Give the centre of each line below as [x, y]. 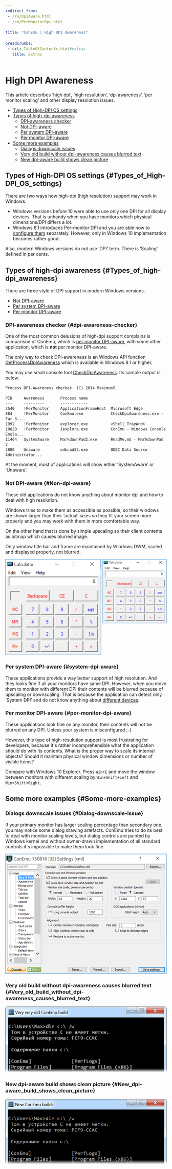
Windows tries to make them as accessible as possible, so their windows [82, 510]
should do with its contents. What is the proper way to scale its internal [80, 751]
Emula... [15, 434]
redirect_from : [21, 11]
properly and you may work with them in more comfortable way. [73, 521]
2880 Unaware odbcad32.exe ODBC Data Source [76, 450]
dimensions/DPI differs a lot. [42, 222]
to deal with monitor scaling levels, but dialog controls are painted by [78, 835]
